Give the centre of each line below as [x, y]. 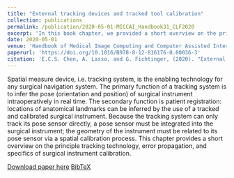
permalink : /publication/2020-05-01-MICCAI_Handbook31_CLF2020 [101, 27]
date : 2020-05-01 [32, 40]
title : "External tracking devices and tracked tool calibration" [106, 14]
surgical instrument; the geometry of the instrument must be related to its [112, 131]
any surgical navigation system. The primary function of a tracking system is [117, 86]
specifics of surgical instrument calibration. [69, 153]
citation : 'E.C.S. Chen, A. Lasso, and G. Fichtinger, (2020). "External [117, 59]
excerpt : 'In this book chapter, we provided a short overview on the [112, 33]
